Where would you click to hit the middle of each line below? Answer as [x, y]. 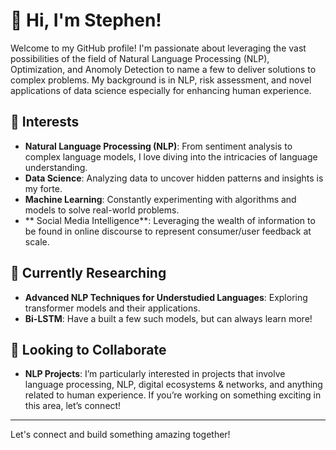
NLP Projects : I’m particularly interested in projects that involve [155, 374]
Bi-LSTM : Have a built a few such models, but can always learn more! [168, 318]
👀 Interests [45, 122]
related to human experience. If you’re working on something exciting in [173, 395]
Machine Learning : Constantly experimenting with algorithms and [160, 199]
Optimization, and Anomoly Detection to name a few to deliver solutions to [163, 69]
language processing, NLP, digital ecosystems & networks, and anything [173, 385]
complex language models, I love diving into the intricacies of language [171, 156]
